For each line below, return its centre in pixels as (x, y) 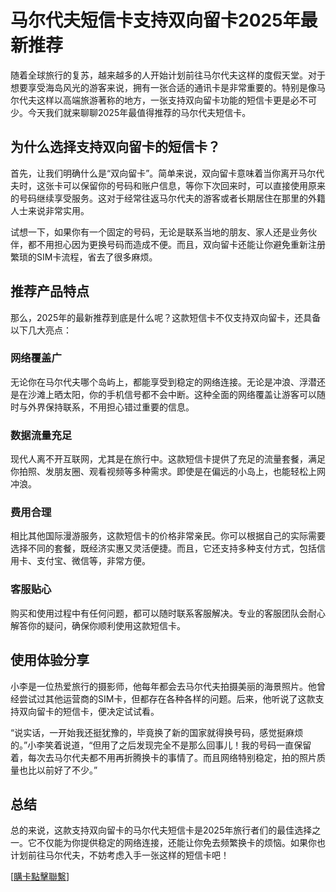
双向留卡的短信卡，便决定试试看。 (89, 711)
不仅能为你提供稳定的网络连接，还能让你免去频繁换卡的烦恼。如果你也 (181, 843)
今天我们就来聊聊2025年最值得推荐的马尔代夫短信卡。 (139, 112)
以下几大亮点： (41, 330)
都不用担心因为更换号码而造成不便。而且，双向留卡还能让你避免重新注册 (176, 244)
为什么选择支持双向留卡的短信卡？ (115, 147)
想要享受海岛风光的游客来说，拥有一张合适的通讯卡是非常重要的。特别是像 (163, 87)
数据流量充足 (41, 435)
